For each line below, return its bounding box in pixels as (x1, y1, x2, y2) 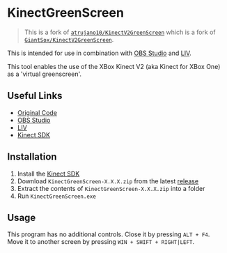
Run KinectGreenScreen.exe (17, 192, 96, 200)
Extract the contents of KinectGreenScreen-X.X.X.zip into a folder (17, 184, 205, 192)
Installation (7, 151, 57, 163)
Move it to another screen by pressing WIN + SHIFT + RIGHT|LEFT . (7, 238, 195, 246)
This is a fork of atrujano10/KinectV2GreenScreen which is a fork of (24, 28, 216, 36)
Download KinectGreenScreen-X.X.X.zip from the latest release (17, 176, 199, 185)
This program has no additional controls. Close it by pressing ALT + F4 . (7, 230, 210, 238)
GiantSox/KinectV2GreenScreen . (24, 35, 114, 43)
